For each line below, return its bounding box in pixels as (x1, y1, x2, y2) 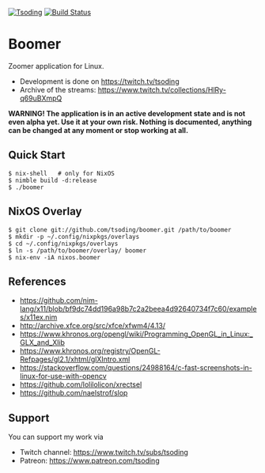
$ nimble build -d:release (8, 176, 97, 184)
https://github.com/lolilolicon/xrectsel (19, 380, 142, 389)
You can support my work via (8, 432, 104, 442)
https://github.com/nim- (19, 296, 99, 305)
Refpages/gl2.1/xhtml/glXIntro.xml (19, 354, 131, 364)
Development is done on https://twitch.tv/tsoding (19, 76, 180, 86)
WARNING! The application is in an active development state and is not (8, 108, 246, 118)
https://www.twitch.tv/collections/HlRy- (97, 85, 227, 94)
